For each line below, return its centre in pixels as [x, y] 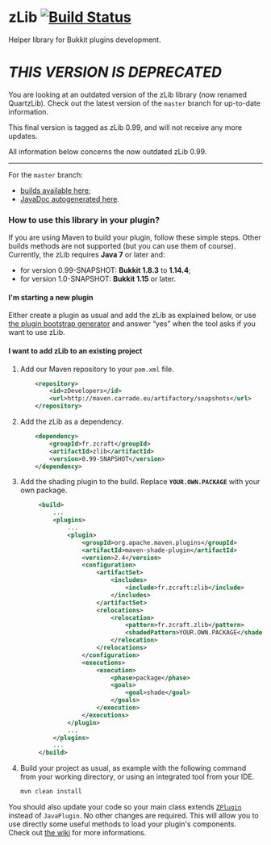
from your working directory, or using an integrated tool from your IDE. [137, 777]
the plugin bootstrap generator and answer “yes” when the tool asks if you [132, 324]
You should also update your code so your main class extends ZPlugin [125, 807]
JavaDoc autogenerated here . [69, 199]
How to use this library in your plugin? [84, 220]
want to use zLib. [37, 333]
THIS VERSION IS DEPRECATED [115, 72]
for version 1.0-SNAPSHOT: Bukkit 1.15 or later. [98, 279]
